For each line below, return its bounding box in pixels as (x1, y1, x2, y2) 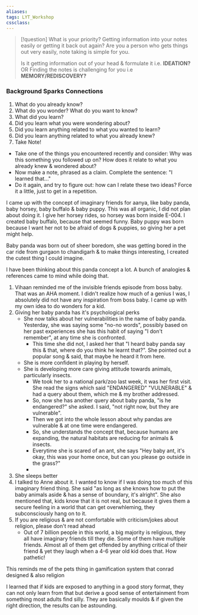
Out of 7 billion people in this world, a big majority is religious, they (23, 529, 186, 536)
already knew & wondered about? (14, 162, 97, 169)
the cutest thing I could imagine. (6, 254, 85, 261)
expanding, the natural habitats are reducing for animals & (32, 434, 174, 441)
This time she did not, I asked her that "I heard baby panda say (32, 340, 186, 347)
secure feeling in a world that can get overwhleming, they (14, 503, 155, 510)
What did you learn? (14, 113, 64, 120)
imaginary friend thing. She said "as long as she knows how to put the (14, 484, 186, 491)
